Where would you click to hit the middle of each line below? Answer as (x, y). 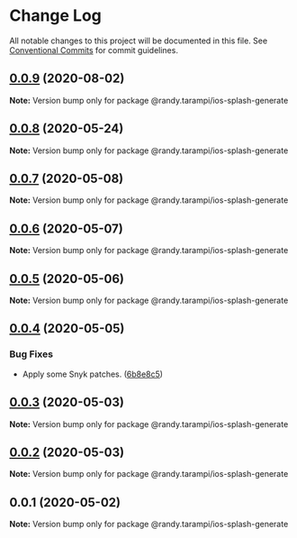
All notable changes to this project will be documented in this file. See (139, 41)
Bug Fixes (31, 354)
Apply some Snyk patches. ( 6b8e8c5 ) (93, 374)
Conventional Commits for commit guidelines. (94, 50)
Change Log (55, 16)
